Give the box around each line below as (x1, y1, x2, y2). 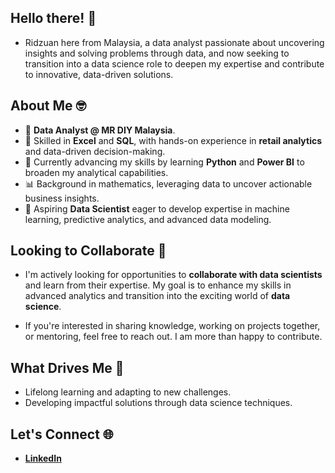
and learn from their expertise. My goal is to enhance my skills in (24, 279, 292, 291)
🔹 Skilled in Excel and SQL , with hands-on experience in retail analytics (24, 134, 323, 146)
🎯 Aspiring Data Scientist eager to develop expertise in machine (24, 202, 290, 215)
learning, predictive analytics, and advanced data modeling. (24, 213, 272, 225)
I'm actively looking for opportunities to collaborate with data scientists (24, 269, 323, 281)
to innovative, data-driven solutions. (24, 68, 174, 80)
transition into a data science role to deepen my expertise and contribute (24, 57, 325, 70)
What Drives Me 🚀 (10, 359, 125, 376)
